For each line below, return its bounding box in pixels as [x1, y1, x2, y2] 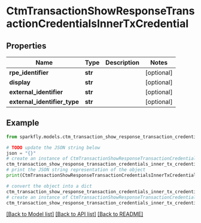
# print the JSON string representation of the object [6, 167, 146, 173]
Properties [6, 41, 47, 51]
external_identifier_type [9, 97, 80, 106]
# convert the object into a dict [6, 183, 93, 189]
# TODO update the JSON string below [6, 145, 100, 151]
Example [6, 118, 39, 128]
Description [105, 59, 139, 66]
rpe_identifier [9, 69, 49, 77]
